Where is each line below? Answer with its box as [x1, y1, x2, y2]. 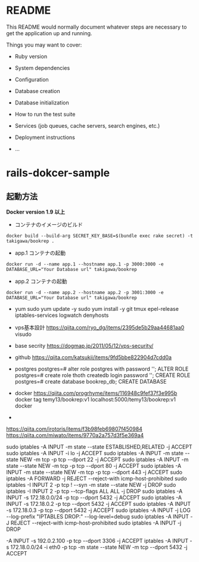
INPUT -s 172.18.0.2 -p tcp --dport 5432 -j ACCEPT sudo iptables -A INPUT [6, 500, 191, 507]
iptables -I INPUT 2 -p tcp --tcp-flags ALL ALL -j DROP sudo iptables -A [6, 487, 183, 495]
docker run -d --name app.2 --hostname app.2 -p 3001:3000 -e [6, 289, 164, 295]
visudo [14, 331, 32, 338]
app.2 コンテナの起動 [14, 277, 67, 285]
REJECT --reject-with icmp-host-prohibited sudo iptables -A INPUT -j [10, 519, 182, 526]
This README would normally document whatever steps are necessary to [6, 23, 187, 30]
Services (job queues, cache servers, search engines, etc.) [14, 122, 160, 129]
